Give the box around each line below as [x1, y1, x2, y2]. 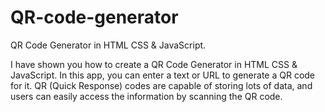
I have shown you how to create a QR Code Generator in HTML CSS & [10, 58, 298, 70]
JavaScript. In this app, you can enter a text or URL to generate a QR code [10, 69, 316, 81]
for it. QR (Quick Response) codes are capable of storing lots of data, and [10, 79, 313, 91]
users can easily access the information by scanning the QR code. [10, 90, 283, 102]
